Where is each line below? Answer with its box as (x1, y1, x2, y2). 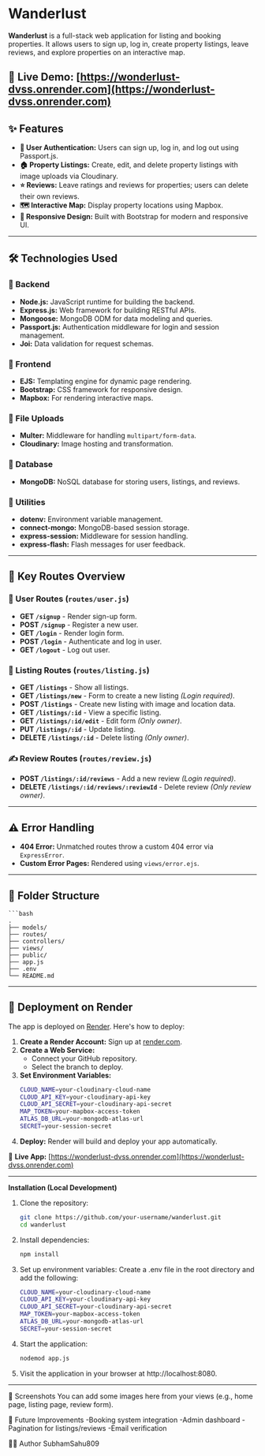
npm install (19, 1250, 59, 1258)
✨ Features (8, 121, 64, 135)
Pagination (8, 1423, 43, 1432)
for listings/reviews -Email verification (44, 1423, 167, 1432)
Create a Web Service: (19, 1045, 95, 1055)
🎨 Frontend (8, 358, 51, 369)
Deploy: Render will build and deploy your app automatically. (19, 1137, 218, 1146)
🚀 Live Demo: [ (8, 70, 81, 84)
